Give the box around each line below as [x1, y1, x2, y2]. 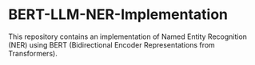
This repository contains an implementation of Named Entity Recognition [8, 32, 248, 41]
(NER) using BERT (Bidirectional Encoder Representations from [8, 40, 216, 49]
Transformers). [8, 48, 58, 58]
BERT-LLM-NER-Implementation [8, 6, 229, 24]
